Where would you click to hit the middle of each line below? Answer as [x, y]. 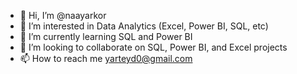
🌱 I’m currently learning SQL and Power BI [106, 36]
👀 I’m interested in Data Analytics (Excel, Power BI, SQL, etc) [144, 26]
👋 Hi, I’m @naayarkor [63, 15]
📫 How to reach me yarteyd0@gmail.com [106, 58]
